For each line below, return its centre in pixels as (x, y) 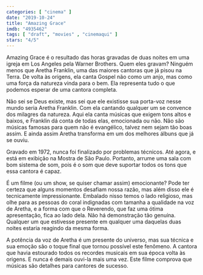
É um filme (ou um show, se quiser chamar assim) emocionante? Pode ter (98, 183)
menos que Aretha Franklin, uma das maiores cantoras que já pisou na (94, 70)
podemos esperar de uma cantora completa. (62, 90)
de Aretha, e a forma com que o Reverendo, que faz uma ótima (85, 209)
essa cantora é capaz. (34, 171)
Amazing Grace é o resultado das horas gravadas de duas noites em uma (98, 57)
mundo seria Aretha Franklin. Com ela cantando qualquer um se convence (99, 108)
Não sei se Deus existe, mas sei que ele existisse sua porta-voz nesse (94, 101)
